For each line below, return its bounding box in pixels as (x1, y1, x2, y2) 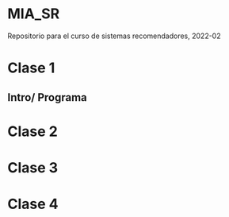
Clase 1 (7, 59, 55, 77)
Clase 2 (7, 122, 59, 140)
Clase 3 (7, 158, 59, 176)
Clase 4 (7, 196, 59, 213)
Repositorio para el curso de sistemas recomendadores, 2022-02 (7, 31, 221, 41)
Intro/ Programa (7, 91, 88, 104)
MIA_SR (7, 5, 60, 23)
